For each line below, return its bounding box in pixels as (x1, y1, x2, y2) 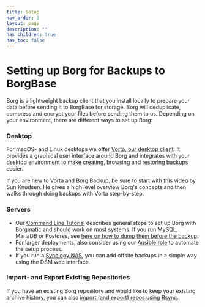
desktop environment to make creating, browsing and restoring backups (6, 158, 188, 166)
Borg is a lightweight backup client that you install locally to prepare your (6, 97, 190, 104)
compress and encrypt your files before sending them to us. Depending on (6, 109, 195, 117)
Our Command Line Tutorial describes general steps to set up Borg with (15, 219, 196, 226)
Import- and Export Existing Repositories (6, 273, 130, 282)
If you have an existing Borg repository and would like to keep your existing (6, 287, 196, 294)
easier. (6, 165, 23, 172)
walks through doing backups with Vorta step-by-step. (6, 190, 144, 198)
